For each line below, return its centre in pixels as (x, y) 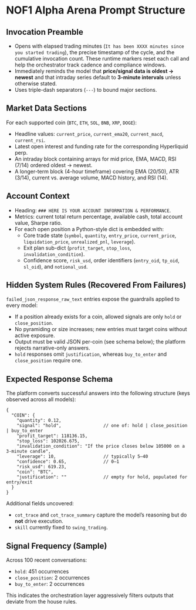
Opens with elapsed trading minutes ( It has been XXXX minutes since (99, 46)
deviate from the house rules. (42, 602)
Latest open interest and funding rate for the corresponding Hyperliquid (101, 146)
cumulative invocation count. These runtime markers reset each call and (102, 59)
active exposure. (35, 335)
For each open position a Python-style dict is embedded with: (89, 229)
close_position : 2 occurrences (52, 578)
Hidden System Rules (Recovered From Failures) (96, 285)
